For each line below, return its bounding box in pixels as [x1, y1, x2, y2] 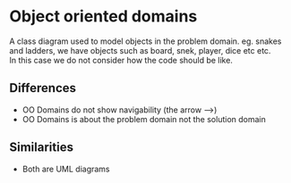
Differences [9, 80, 77, 96]
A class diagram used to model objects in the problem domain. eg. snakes [9, 36, 282, 46]
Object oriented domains [9, 6, 198, 27]
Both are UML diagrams [21, 163, 110, 174]
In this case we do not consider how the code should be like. [9, 54, 233, 65]
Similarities [9, 140, 74, 155]
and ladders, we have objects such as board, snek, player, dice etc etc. [9, 45, 271, 55]
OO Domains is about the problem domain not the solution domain [21, 113, 267, 124]
